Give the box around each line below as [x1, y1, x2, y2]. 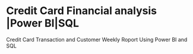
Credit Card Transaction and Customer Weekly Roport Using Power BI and [6, 36, 188, 43]
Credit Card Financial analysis [6, 4, 157, 18]
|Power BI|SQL [6, 16, 79, 30]
